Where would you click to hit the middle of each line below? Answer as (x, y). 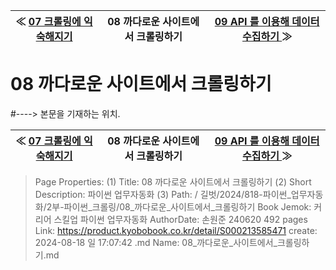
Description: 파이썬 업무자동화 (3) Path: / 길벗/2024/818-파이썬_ (163, 194)
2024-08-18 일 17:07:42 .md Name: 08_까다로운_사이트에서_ (156, 242)
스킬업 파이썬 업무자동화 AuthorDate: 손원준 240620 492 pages (180, 219)
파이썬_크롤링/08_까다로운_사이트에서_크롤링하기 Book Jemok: (187, 206)
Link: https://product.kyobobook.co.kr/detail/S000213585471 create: (176, 230)
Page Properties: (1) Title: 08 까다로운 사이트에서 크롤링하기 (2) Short (173, 181)
